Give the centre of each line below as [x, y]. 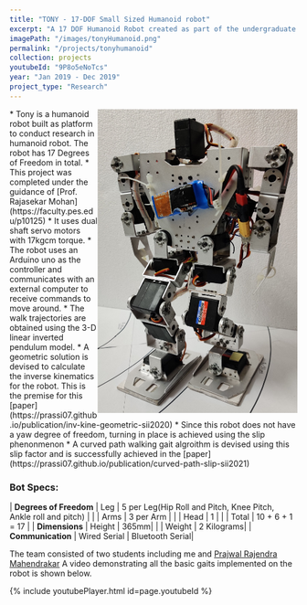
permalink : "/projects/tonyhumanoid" [81, 48]
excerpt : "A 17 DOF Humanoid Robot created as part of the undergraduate [153, 29]
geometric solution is [49, 356]
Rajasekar [28, 201]
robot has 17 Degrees [49, 153]
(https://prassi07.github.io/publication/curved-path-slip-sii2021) [130, 463]
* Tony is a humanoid [49, 113]
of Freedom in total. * [49, 162]
